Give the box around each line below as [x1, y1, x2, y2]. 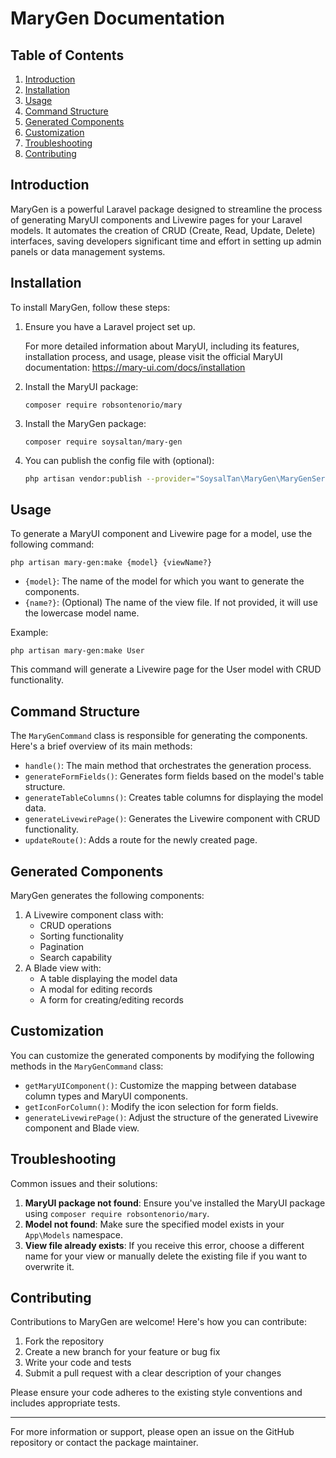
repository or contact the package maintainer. [10, 1437, 199, 1449]
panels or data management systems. [10, 245, 166, 257]
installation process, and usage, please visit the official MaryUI [24, 350, 283, 362]
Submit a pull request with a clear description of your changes [24, 1367, 282, 1379]
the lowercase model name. [24, 607, 140, 619]
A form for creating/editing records [39, 993, 184, 1006]
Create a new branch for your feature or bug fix [24, 1346, 221, 1358]
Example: [10, 627, 49, 639]
